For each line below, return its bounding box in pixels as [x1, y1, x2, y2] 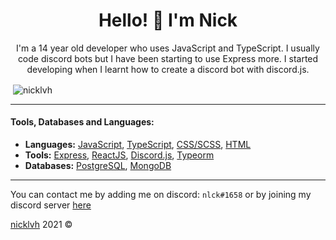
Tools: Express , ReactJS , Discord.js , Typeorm [24, 149, 215, 161]
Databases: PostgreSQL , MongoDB [24, 159, 172, 171]
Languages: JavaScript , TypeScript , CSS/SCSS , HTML [24, 138, 252, 150]
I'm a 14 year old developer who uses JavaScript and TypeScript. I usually [16, 42, 320, 54]
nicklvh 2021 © [10, 218, 73, 230]
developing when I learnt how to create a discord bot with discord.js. [26, 63, 310, 75]
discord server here [10, 199, 92, 211]
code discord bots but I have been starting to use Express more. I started [17, 52, 319, 64]
